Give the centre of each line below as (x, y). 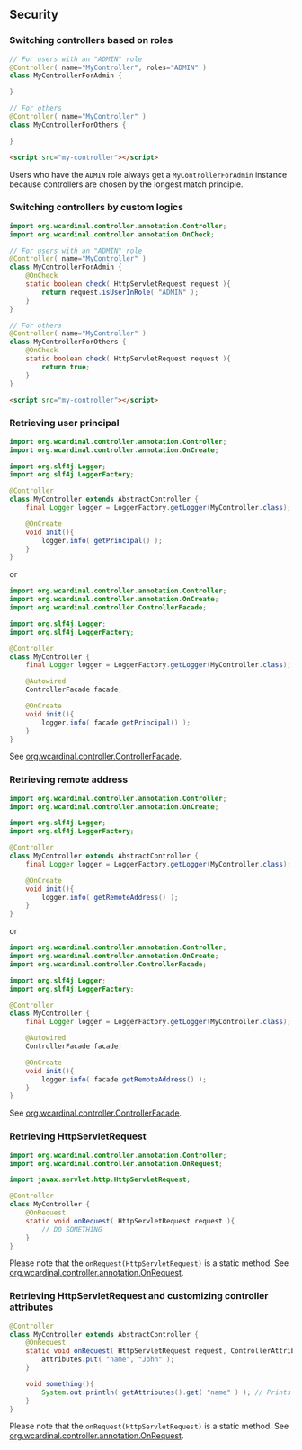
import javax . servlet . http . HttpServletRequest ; (100, 1180)
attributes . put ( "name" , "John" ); (108, 1360)
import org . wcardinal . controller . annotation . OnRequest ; (116, 1163)
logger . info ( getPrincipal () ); (102, 540)
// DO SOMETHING (72, 1229)
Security (34, 15)
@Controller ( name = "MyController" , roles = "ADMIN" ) (108, 67)
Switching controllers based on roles (91, 40)
